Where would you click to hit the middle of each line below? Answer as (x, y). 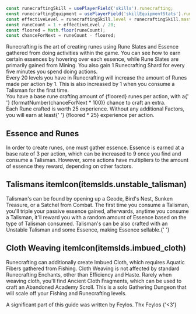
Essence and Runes (43, 134)
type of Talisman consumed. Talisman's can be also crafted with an (87, 223)
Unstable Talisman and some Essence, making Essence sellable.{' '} (88, 230)
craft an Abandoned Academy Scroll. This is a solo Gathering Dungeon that (96, 287)
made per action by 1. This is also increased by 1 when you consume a (90, 84)
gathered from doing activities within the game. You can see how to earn (93, 53)
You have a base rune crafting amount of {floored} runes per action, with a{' (97, 96)
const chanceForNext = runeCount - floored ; (61, 36)
